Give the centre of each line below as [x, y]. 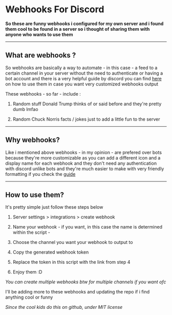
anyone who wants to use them [39, 34]
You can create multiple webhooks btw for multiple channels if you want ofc [86, 282]
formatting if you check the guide [40, 174]
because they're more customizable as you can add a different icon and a [83, 157]
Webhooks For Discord [55, 9]
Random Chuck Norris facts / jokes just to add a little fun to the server [86, 119]
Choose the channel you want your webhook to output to [73, 242]
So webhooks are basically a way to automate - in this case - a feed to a [81, 67]
